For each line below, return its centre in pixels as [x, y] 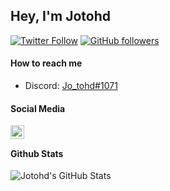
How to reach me [46, 63]
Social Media [38, 108]
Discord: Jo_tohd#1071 [71, 86]
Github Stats [37, 153]
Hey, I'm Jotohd [60, 16]
